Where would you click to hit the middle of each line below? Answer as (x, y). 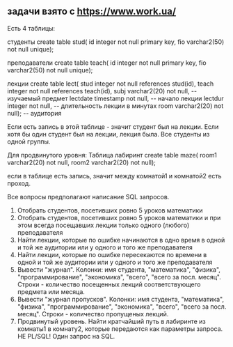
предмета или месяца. (51, 291)
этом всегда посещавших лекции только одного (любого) (103, 225)
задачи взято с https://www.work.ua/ (91, 11)
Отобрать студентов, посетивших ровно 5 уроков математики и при (119, 217)
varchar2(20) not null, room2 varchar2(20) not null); (82, 162)
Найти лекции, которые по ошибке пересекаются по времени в (112, 254)
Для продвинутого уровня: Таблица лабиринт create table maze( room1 (112, 155)
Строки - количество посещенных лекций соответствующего (109, 284)
